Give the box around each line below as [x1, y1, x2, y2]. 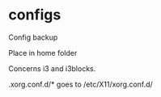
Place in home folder [8, 48, 78, 57]
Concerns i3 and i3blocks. [8, 63, 96, 74]
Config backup [8, 32, 58, 42]
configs [8, 6, 61, 24]
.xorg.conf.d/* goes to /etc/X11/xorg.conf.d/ [8, 79, 154, 89]
